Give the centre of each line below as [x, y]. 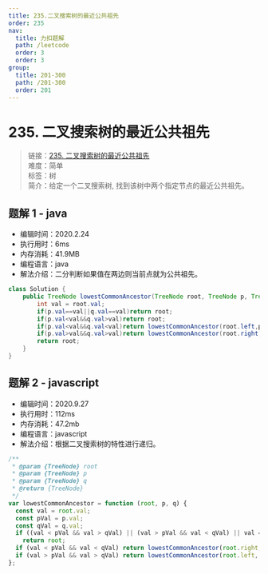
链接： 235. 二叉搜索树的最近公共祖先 [89, 156]
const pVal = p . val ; [49, 518]
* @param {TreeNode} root [55, 466]
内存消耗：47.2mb [49, 424]
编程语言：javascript [53, 433]
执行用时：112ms [47, 413]
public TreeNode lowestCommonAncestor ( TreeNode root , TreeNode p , [135, 297]
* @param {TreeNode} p [49, 474]
